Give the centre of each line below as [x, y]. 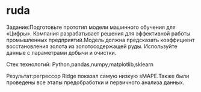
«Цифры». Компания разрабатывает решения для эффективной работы [98, 33]
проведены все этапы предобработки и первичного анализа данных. [95, 82]
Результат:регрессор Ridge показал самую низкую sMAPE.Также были [98, 76]
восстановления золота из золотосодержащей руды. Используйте [92, 46]
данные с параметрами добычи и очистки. [61, 52]
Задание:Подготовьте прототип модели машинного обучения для [91, 27]
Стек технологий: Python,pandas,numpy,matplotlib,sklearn [80, 64]
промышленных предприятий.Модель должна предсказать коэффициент [100, 40]
